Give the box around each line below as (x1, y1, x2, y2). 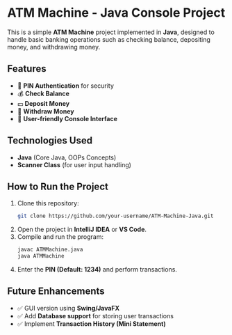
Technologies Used (7, 134, 92, 147)
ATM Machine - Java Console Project (7, 5, 226, 21)
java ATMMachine (17, 253, 65, 260)
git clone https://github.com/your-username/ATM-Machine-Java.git (17, 212, 214, 220)
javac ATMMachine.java (17, 246, 83, 254)
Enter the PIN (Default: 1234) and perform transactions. (17, 265, 177, 273)
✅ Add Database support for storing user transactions (17, 311, 174, 320)
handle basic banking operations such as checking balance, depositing (7, 35, 210, 43)
